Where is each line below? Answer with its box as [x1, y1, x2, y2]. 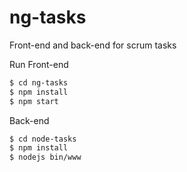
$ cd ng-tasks [9, 77, 69, 88]
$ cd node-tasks [9, 134, 77, 144]
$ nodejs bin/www [9, 152, 82, 163]
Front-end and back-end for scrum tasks [9, 39, 177, 51]
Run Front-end [9, 58, 69, 70]
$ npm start [9, 96, 59, 106]
